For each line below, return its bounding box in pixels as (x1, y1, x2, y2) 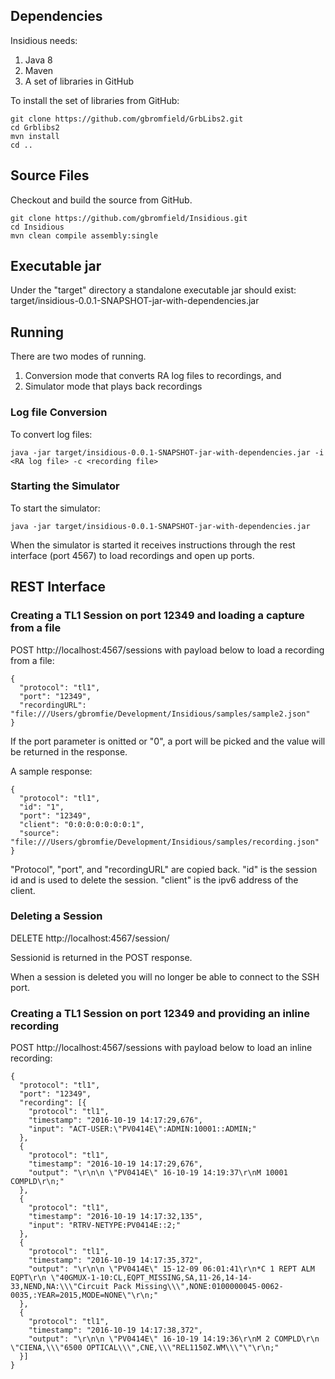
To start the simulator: (10, 502, 101, 514)
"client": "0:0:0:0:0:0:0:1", (19, 819, 145, 829)
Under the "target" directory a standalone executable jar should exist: (10, 284, 297, 296)
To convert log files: (10, 428, 93, 440)
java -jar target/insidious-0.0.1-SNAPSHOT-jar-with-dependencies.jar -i (10, 447, 325, 458)
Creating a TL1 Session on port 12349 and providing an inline (10, 1006, 310, 1020)
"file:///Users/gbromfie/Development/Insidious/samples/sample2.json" (10, 709, 311, 719)
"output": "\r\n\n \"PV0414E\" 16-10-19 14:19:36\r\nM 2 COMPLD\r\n (28, 1334, 320, 1344)
